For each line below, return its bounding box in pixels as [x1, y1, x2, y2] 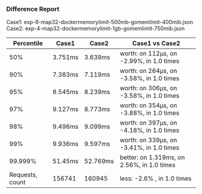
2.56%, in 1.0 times [120, 161, 176, 169]
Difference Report [6, 5, 60, 13]
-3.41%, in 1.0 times [120, 143, 180, 152]
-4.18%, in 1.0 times [120, 126, 180, 134]
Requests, [9, 171, 38, 179]
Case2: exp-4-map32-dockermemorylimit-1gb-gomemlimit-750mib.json [6, 25, 185, 32]
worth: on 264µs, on [120, 67, 177, 75]
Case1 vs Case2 [132, 39, 180, 48]
